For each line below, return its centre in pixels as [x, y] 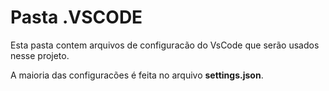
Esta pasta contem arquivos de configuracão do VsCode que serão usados [165, 45]
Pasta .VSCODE [76, 17]
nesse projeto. [40, 55]
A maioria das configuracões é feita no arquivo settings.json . [137, 75]
